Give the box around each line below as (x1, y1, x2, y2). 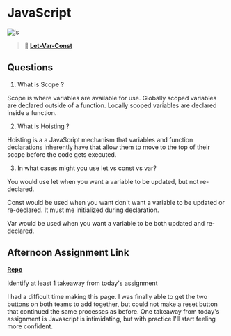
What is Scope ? (17, 80, 65, 89)
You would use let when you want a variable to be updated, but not (7, 177, 199, 185)
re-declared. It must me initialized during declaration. (7, 206, 159, 214)
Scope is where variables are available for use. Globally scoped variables (7, 93, 217, 102)
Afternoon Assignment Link (7, 247, 129, 259)
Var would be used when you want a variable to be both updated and (7, 219, 205, 227)
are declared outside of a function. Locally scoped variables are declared (7, 101, 217, 109)
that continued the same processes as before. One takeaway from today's (7, 307, 220, 315)
